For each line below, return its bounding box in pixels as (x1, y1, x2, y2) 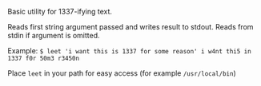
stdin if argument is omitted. (7, 31, 101, 40)
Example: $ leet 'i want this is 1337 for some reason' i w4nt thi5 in (7, 46, 251, 55)
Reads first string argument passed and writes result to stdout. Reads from (7, 22, 254, 31)
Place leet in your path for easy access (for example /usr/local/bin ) (7, 68, 237, 78)
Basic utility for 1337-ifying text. (7, 7, 113, 16)
